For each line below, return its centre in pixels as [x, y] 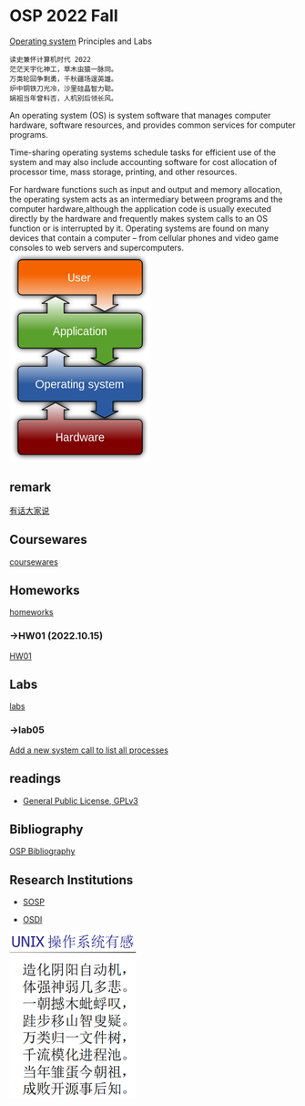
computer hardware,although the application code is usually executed [140, 209]
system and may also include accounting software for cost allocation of [143, 162]
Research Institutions [71, 880]
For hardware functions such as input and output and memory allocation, [146, 189]
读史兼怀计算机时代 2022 [50, 59]
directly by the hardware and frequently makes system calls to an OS [139, 218]
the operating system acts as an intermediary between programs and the [146, 199]
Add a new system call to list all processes [89, 750]
